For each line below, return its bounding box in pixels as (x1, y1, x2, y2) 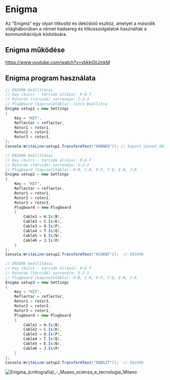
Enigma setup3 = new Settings (5, 280, 69, 285)
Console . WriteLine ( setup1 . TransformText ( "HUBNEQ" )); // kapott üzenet (5, 144, 157, 149)
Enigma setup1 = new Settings (5, 106, 69, 111)
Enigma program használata (5, 74, 96, 83)
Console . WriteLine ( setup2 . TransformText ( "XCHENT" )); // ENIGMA (5, 252, 144, 257)
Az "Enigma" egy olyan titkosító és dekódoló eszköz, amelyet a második (5, 20, 155, 26)
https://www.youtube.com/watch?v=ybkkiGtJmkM (5, 59, 110, 65)
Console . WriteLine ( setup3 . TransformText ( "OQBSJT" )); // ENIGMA (5, 360, 144, 365)
